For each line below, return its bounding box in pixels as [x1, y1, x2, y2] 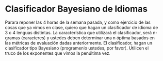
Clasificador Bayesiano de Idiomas [5, 3, 148, 15]
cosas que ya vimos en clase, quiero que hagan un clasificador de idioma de [5, 24, 158, 30]
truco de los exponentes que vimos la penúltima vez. [5, 50, 111, 56]
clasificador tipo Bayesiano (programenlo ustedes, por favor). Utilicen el [5, 45, 149, 51]
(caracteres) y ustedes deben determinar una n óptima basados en [21, 35, 155, 41]
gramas [5, 35, 20, 41]
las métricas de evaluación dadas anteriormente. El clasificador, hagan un [5, 40, 153, 46]
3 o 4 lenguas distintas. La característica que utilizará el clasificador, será [5, 30, 152, 35]
